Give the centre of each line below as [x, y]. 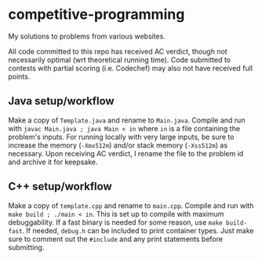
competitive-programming [96, 15]
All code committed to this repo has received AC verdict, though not [118, 51]
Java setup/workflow [62, 101]
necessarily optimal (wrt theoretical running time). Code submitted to [120, 60]
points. [19, 76]
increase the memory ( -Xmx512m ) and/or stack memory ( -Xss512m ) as [118, 145]
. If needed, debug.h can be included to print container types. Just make [138, 230]
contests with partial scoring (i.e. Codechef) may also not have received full [131, 68]
